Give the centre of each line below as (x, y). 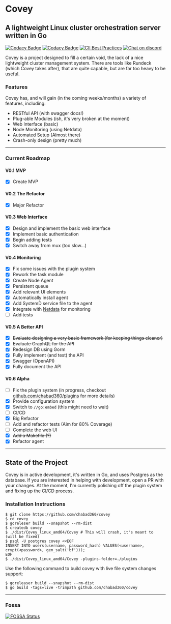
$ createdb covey (24, 528)
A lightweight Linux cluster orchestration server (83, 28)
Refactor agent (28, 441)
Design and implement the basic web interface (62, 228)
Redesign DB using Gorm (39, 349)
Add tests (23, 315)
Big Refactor (26, 418)
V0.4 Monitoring (23, 257)
